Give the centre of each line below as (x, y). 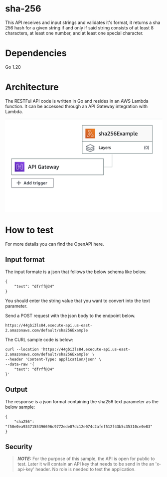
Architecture (32, 87)
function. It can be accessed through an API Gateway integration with (77, 106)
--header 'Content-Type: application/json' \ (53, 359)
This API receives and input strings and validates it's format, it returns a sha (83, 22)
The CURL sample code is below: (39, 339)
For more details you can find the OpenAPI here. (55, 244)
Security (19, 447)
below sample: (20, 407)
